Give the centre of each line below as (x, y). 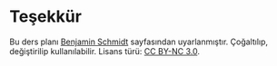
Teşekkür (45, 17)
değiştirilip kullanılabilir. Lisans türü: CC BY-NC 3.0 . (104, 51)
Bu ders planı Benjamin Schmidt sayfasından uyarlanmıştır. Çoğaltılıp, (139, 42)
